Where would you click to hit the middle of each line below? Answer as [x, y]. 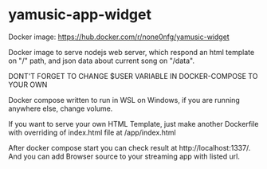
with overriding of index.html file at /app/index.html [92, 132]
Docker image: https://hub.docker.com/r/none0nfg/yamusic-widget [119, 37]
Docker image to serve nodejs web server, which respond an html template [132, 52]
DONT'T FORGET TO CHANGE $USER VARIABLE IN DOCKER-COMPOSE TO [133, 76]
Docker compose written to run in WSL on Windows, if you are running [124, 100]
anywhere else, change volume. [61, 108]
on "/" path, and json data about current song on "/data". [102, 61]
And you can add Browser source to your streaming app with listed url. [124, 156]
